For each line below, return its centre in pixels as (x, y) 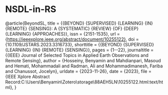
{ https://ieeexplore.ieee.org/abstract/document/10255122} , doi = (72, 39)
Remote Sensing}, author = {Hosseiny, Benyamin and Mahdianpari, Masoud (83, 60)
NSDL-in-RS (31, 9)
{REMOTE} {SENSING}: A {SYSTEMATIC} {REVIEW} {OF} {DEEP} (72, 28)
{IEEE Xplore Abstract (28, 76)
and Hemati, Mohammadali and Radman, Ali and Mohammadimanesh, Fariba (84, 66)
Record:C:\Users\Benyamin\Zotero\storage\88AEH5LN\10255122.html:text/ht (84, 82)
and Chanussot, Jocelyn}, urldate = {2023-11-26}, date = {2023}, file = (78, 71)
